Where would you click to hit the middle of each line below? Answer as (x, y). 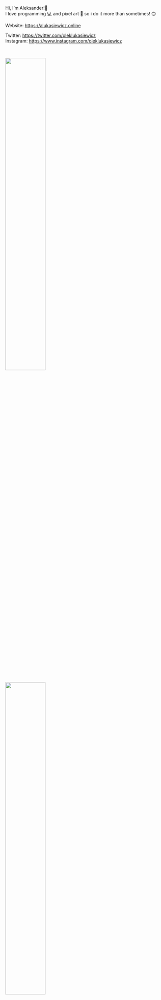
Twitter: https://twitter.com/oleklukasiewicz (50, 35)
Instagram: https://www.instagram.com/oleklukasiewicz (64, 41)
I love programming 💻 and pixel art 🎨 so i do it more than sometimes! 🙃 (81, 14)
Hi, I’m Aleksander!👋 (26, 8)
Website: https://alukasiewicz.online (43, 25)
